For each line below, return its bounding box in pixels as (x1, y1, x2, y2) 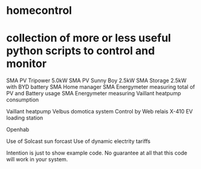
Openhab (6, 126, 30, 133)
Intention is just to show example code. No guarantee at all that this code (6, 149, 188, 157)
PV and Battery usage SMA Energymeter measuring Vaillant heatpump (6, 90, 181, 97)
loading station (6, 114, 43, 121)
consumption (6, 96, 39, 103)
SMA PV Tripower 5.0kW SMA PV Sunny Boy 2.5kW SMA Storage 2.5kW (6, 77, 187, 84)
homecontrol (6, 4, 72, 18)
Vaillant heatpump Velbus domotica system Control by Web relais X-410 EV (6, 108, 193, 115)
